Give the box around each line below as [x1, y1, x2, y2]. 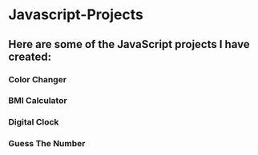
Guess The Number [8, 138, 86, 149]
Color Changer [8, 74, 67, 85]
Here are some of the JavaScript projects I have [8, 38, 250, 51]
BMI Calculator [8, 95, 67, 106]
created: [8, 50, 52, 63]
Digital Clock [8, 117, 59, 128]
